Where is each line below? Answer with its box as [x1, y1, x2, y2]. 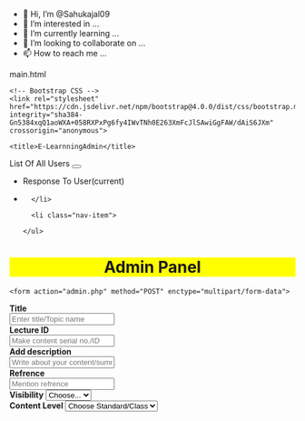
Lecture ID [9, 324, 50, 336]
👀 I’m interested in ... [22, 18, 100, 29]
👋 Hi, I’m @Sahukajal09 [22, 9, 111, 19]
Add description [9, 346, 72, 356]
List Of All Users [9, 158, 71, 168]
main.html [9, 69, 47, 79]
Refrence [9, 367, 45, 378]
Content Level [9, 400, 64, 411]
